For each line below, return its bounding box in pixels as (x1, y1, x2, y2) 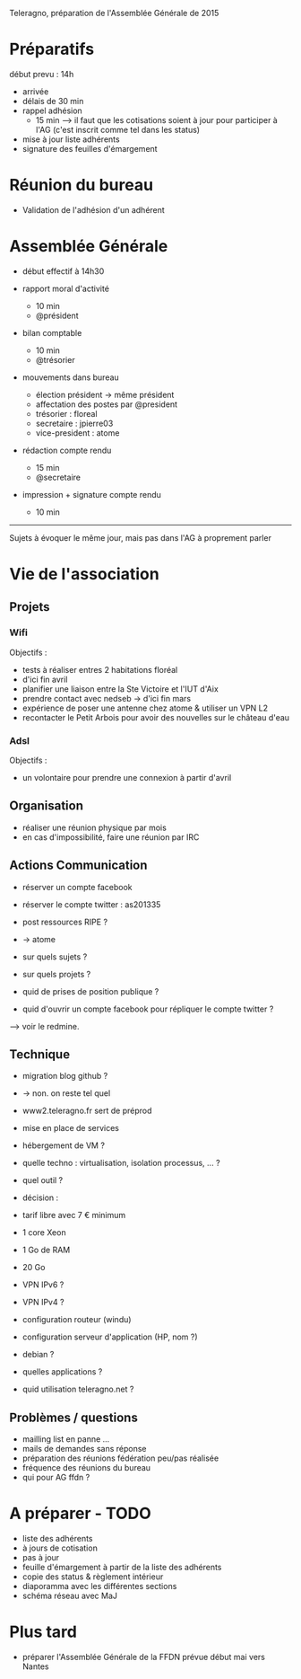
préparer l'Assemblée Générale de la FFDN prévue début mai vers (21, 1652, 266, 1663)
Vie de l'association (9, 564, 159, 584)
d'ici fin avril (21, 674, 68, 685)
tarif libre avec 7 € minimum (21, 1210, 126, 1221)
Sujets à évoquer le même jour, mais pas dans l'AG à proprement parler (9, 532, 271, 543)
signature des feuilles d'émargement (21, 143, 159, 154)
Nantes (21, 1661, 49, 1672)
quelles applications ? (21, 1366, 103, 1377)
